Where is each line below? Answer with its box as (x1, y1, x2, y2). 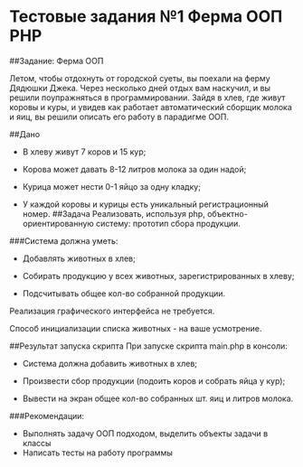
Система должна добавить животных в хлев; (22, 358, 197, 369)
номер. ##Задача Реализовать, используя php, (22, 208, 205, 219)
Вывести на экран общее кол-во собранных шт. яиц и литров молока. (22, 393, 294, 404)
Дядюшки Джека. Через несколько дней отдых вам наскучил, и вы (9, 82, 271, 93)
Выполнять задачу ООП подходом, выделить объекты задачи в (22, 427, 269, 439)
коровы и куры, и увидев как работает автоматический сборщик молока (9, 101, 292, 112)
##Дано (9, 128, 41, 139)
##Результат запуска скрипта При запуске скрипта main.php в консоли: (9, 341, 288, 351)
